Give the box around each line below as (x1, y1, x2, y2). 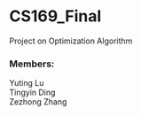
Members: (9, 58, 55, 70)
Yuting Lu (9, 78, 44, 89)
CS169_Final (9, 6, 102, 27)
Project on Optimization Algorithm (9, 35, 133, 46)
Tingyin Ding (9, 87, 56, 98)
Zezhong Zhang (9, 97, 67, 107)
